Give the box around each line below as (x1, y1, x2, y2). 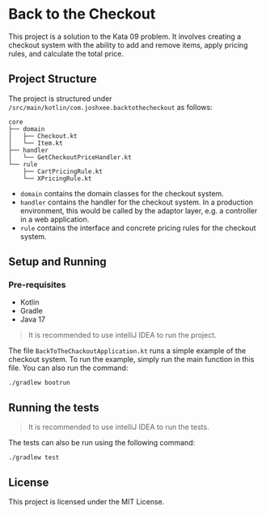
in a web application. (19, 214, 90, 224)
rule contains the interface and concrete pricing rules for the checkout (19, 223, 256, 233)
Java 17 (19, 314, 46, 324)
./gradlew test (8, 453, 60, 461)
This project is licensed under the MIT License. (8, 497, 165, 507)
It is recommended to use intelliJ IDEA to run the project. (27, 331, 217, 340)
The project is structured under (8, 94, 112, 103)
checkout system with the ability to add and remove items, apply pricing (8, 40, 248, 49)
